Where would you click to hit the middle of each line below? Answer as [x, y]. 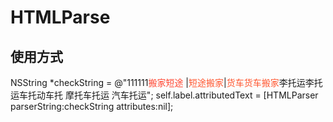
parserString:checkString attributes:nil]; [92, 106]
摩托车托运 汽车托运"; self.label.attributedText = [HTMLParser [191, 95]
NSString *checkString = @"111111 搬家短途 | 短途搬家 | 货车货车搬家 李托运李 [162, 82]
